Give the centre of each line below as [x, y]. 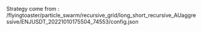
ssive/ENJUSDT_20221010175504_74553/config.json [72, 22]
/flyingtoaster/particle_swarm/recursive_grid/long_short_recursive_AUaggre [101, 15]
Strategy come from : [33, 9]
